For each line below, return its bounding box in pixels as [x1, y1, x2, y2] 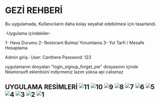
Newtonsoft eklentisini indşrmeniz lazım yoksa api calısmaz [5, 68, 124, 75]
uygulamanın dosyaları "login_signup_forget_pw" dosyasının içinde [5, 64, 138, 69]
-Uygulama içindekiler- [5, 30, 51, 36]
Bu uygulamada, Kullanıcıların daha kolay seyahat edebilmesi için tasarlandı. [5, 21, 157, 27]
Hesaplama [5, 45, 28, 51]
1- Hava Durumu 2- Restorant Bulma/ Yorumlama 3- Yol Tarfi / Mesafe [5, 39, 145, 46]
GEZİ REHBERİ [5, 5, 63, 16]
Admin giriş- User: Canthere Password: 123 [5, 54, 92, 60]
